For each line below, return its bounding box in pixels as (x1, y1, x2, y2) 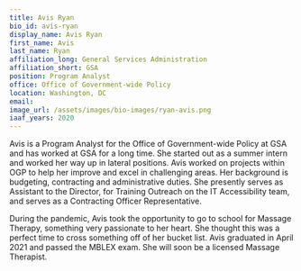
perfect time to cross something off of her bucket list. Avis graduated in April (9, 232, 294, 243)
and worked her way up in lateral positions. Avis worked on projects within (9, 158, 286, 168)
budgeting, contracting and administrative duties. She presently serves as (9, 176, 284, 187)
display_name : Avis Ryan (9, 30, 103, 39)
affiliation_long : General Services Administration (9, 55, 207, 64)
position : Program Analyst (9, 72, 111, 81)
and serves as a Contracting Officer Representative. (9, 195, 203, 207)
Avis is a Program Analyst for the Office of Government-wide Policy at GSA (9, 139, 287, 149)
